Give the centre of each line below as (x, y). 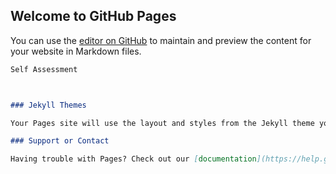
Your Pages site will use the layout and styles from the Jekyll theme (162, 123)
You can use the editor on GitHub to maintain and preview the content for (161, 40)
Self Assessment (44, 69)
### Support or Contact (60, 141)
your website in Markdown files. (76, 51)
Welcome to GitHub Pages (93, 16)
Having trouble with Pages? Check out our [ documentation (133, 159)
